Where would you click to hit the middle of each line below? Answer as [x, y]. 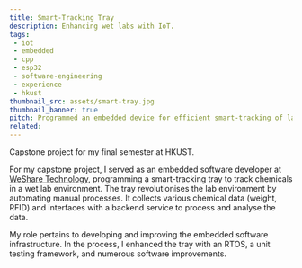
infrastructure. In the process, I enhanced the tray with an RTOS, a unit [140, 244]
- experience [38, 85]
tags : [19, 34]
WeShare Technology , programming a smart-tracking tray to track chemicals [151, 179]
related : [26, 127]
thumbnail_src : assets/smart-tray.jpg [82, 101]
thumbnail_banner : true [54, 110]
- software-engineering [58, 76]
